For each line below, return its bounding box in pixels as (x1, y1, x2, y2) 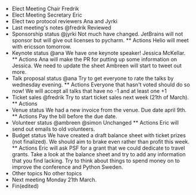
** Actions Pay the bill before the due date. (11, 113, 117, 120)
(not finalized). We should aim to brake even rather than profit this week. (11, 138, 189, 145)
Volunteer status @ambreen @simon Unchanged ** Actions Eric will (11, 119, 179, 126)
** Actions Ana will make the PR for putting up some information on (11, 56, 178, 63)
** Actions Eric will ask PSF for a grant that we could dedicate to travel (11, 144, 185, 151)
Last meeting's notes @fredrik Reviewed (11, 24, 111, 31)
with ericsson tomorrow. (11, 43, 71, 50)
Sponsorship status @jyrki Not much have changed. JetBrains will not (11, 30, 183, 38)
